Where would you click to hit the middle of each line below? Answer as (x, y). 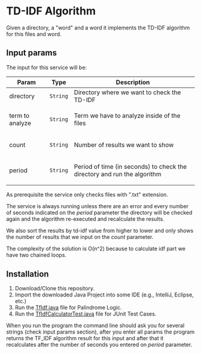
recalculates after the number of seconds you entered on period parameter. (99, 345)
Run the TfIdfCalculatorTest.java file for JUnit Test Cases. (86, 314)
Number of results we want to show (124, 145)
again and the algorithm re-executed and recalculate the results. (85, 219)
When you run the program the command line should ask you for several (95, 326)
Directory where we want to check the (127, 92)
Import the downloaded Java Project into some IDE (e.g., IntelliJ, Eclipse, (104, 295)
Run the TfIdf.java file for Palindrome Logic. (68, 308)
